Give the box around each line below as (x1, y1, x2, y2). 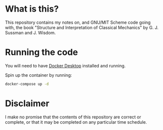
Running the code (5, 47, 78, 58)
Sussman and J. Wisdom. (5, 30, 56, 35)
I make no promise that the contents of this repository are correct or (5, 114, 141, 120)
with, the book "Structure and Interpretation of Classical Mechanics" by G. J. (5, 24, 159, 30)
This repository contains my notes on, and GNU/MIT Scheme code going (5, 19, 151, 25)
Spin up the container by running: (5, 72, 72, 78)
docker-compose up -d (5, 81, 49, 86)
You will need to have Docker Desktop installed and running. (5, 63, 126, 68)
